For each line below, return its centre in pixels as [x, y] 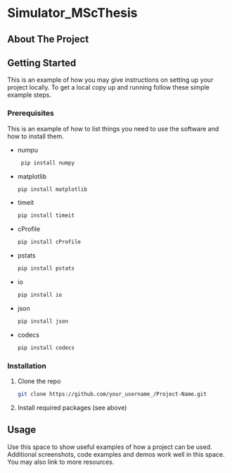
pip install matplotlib [52, 189]
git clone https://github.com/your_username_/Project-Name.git [112, 394]
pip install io [40, 295]
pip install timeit [46, 216]
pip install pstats [46, 269]
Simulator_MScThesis [73, 13]
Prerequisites [31, 113]
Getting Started [42, 62]
